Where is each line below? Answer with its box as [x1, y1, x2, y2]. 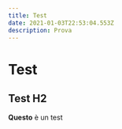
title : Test [8, 11, 47, 20]
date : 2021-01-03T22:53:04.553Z [8, 19, 114, 27]
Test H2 [8, 92, 47, 105]
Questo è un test [8, 112, 63, 123]
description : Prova [8, 26, 72, 34]
